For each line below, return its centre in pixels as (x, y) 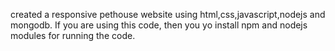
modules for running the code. (73, 35)
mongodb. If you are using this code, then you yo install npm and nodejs (159, 25)
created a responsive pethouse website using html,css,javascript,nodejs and (168, 14)
